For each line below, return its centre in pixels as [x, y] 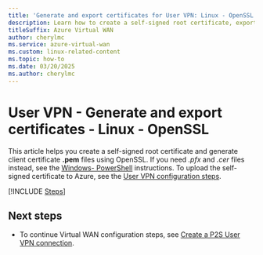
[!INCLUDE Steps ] [37, 191]
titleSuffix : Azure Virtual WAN [61, 30]
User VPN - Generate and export [115, 113]
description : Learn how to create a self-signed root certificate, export [133, 23]
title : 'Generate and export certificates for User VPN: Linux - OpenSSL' [133, 15]
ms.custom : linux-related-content [65, 52]
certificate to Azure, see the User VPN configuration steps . [126, 176]
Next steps [35, 215]
